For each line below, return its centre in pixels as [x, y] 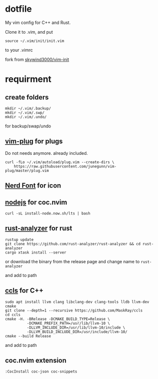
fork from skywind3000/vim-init [37, 59]
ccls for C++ [24, 291]
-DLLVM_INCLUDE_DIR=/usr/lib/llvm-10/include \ [76, 327]
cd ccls [13, 315]
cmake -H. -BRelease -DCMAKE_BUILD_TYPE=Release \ [58, 319]
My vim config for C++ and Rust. [38, 22]
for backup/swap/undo [28, 126]
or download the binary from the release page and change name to [72, 261]
